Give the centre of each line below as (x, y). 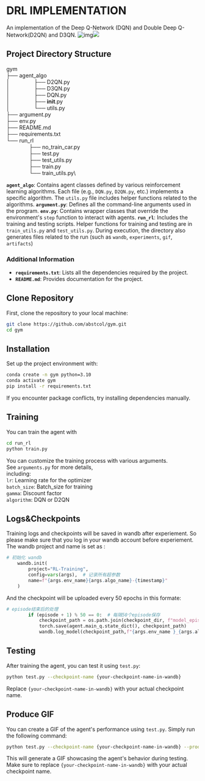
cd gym (15, 330)
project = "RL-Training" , (58, 569)
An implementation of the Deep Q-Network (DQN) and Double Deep (92, 28)
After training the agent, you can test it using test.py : (73, 665)
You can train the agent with (42, 432)
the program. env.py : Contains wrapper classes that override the (87, 211)
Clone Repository (40, 298)
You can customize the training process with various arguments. (87, 460)
